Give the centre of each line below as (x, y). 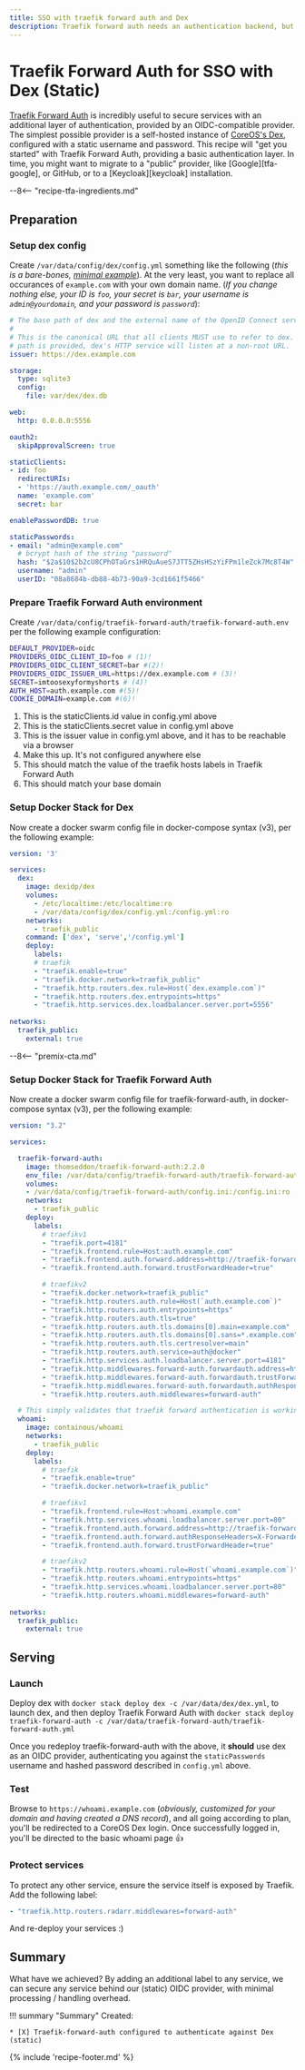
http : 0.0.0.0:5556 (54, 420)
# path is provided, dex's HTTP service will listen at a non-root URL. (150, 346)
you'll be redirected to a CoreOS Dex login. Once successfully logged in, (145, 1828)
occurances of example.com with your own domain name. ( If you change (143, 285)
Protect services (47, 1865)
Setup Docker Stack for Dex (72, 807)
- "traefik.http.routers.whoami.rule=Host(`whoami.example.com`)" (170, 1570)
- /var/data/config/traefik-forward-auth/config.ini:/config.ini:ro (158, 1192)
